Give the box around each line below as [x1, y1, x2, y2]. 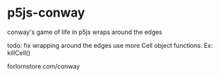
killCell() [7, 49, 31, 57]
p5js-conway [7, 5, 85, 21]
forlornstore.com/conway [7, 62, 81, 70]
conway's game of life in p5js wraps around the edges [7, 28, 163, 36]
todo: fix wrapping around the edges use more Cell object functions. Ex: [7, 41, 213, 49]
